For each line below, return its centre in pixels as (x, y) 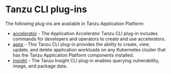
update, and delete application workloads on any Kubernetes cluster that (89, 50)
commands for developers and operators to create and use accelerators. (89, 39)
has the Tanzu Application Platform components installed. (73, 55)
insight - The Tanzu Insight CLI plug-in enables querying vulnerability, (86, 60)
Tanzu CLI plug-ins (46, 9)
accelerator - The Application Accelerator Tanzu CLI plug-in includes (85, 33)
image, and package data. (40, 66)
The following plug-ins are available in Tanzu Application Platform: (75, 23)
